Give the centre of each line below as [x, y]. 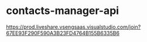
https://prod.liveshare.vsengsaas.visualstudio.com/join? [73, 27]
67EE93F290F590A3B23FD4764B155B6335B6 [63, 33]
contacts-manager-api [62, 11]
